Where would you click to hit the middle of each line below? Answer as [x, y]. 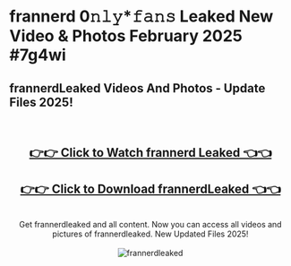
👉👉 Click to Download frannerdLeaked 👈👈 [150, 189]
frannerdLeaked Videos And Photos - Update [137, 88]
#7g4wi [38, 55]
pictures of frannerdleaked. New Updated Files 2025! [150, 234]
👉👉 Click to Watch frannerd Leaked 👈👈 [150, 153]
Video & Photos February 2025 [126, 36]
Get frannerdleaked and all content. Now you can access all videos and [150, 225]
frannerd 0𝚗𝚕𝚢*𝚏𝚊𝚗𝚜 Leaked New [141, 17]
